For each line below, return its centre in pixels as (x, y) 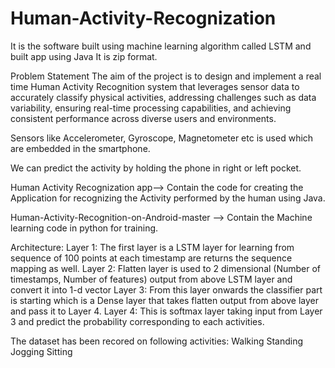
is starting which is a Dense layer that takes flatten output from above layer (164, 300)
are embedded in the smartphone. (80, 148)
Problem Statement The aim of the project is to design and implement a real (166, 76)
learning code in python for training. (84, 228)
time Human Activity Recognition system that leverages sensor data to (155, 86)
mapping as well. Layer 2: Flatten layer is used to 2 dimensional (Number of (166, 268)
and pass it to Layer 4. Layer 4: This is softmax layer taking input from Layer (166, 311)
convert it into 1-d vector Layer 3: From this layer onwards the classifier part (166, 289)
